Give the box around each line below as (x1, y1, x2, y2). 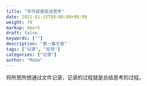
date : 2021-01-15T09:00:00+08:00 (6, 14, 87, 20)
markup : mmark (6, 24, 41, 31)
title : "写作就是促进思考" (6, 8, 65, 15)
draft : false (6, 30, 38, 36)
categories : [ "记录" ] (6, 52, 57, 58)
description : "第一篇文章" (6, 41, 67, 47)
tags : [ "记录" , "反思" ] (6, 46, 60, 52)
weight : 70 (6, 19, 33, 25)
